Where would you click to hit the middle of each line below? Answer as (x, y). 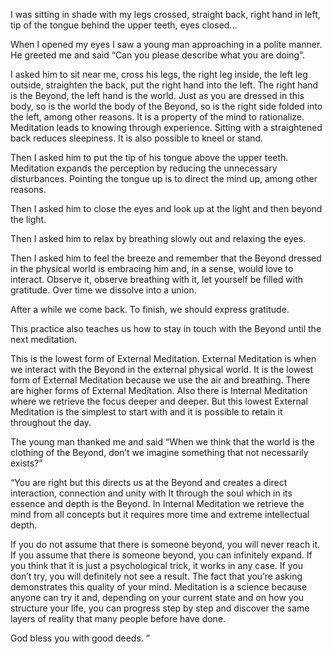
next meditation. (44, 339)
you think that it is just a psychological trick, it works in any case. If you (156, 565)
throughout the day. (51, 422)
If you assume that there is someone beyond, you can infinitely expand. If (161, 555)
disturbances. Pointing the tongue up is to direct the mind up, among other (164, 178)
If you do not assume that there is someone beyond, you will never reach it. (165, 544)
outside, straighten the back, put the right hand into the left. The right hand (164, 85)
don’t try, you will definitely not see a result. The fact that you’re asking (156, 576)
